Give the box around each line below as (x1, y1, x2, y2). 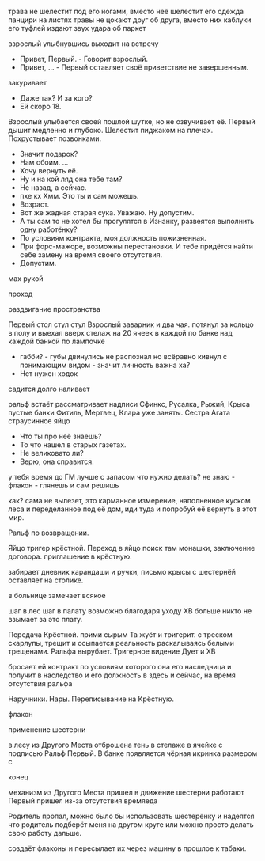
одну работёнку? (19, 225, 78, 234)
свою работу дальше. (8, 829, 81, 837)
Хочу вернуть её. (19, 166, 78, 175)
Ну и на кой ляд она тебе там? (19, 174, 123, 184)
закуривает (8, 78, 47, 87)
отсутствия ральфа (8, 679, 73, 688)
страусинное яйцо (8, 416, 70, 426)
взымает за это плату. (8, 615, 83, 624)
